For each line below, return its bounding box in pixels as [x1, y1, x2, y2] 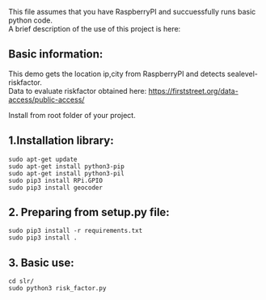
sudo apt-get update [8, 155, 78, 163]
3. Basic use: [8, 256, 74, 269]
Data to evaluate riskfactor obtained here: [8, 86, 147, 95]
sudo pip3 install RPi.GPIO [8, 176, 103, 184]
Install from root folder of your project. [8, 110, 136, 120]
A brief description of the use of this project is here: [8, 24, 181, 33]
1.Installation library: [8, 133, 115, 148]
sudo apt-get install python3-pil [8, 169, 125, 177]
